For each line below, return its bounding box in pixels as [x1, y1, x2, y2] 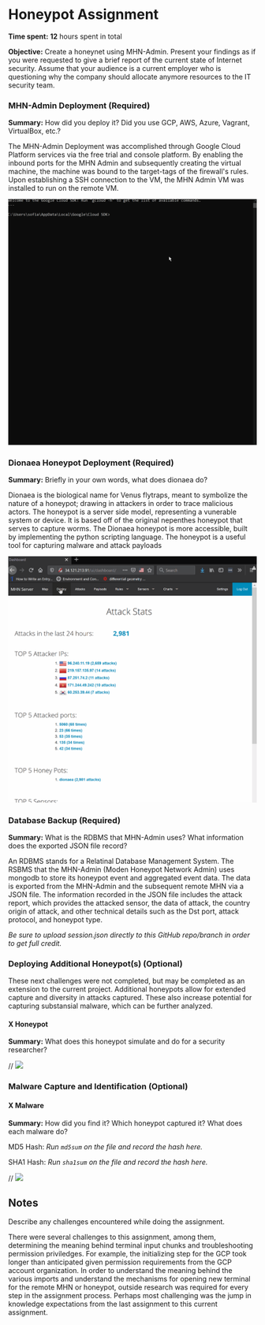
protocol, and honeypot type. [8, 914, 103, 924]
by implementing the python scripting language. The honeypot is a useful [8, 532, 246, 542]
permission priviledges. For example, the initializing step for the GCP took [8, 1249, 247, 1259]
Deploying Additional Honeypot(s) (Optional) [8, 958, 183, 969]
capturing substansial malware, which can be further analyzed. [8, 1001, 213, 1010]
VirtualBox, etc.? [8, 126, 62, 136]
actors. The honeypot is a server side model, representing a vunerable [8, 507, 237, 517]
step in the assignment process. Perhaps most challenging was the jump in [8, 1291, 252, 1301]
